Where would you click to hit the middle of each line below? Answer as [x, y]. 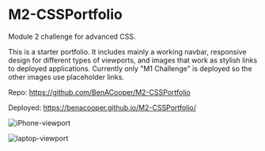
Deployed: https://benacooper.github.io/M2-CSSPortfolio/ [102, 108]
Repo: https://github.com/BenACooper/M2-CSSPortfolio [100, 92]
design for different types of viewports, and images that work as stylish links [133, 60]
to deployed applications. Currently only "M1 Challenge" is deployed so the [130, 68]
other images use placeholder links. [66, 77]
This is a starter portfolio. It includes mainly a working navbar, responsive [127, 51]
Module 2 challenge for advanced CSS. [72, 36]
